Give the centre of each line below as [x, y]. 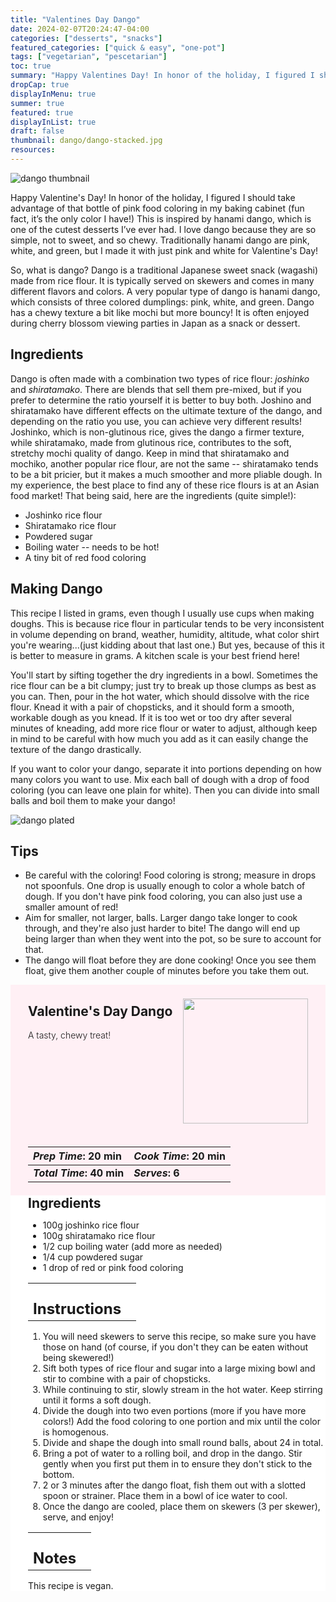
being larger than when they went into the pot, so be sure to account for [173, 939]
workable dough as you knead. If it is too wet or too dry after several [151, 717]
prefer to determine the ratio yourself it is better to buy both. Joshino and [161, 400]
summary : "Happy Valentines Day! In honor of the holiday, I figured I [162, 76]
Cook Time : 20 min [179, 1156]
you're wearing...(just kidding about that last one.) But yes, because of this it [167, 645]
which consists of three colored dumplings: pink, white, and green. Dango [162, 302]
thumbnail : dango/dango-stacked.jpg [86, 141]
